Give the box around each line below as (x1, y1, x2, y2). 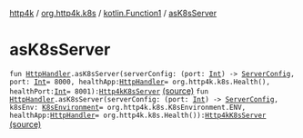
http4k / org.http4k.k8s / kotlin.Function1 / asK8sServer (9, 8, 217, 18)
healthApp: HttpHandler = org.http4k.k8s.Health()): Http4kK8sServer (9, 111, 267, 120)
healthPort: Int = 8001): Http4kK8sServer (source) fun (9, 85, 209, 96)
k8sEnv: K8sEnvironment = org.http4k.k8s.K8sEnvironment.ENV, (9, 103, 247, 112)
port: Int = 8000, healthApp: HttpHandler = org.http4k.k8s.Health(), (9, 77, 271, 86)
